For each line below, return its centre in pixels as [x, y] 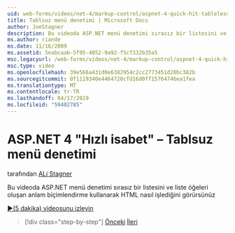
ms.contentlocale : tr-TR [43, 92]
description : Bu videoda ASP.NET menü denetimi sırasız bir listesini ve [117, 33]
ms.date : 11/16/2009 [37, 46]
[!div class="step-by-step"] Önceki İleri [81, 222]
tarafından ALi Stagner [40, 174]
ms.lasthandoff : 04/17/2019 [48, 99]
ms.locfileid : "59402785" [45, 105]
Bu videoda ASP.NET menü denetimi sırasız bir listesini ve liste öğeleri [108, 187]
